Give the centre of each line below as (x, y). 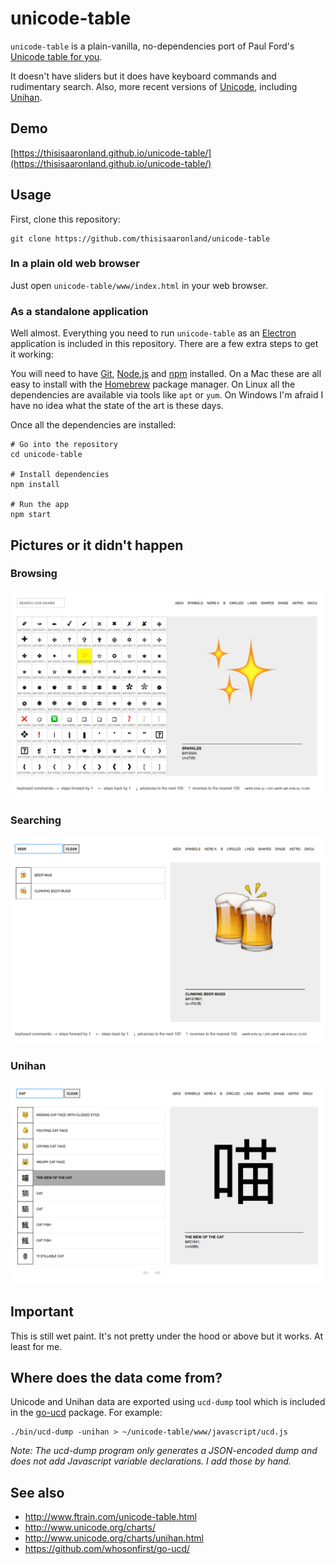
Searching (36, 820)
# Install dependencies (60, 475)
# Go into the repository (64, 445)
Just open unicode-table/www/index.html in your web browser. (139, 285)
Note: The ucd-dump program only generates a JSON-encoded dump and (164, 1451)
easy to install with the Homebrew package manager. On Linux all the (153, 384)
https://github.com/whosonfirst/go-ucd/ (107, 1549)
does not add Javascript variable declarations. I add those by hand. (151, 1461)
